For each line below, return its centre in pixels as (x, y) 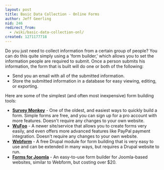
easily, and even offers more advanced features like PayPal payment (81, 131)
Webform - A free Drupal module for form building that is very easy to (83, 141)
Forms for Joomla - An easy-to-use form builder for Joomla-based (80, 157)
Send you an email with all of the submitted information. (68, 76)
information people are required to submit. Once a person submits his (75, 61)
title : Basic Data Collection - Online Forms (52, 14)
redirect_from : (21, 28)
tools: (11, 101)
